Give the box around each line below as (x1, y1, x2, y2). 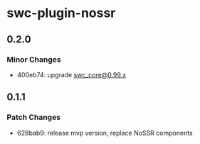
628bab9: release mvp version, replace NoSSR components (16, 128, 193, 137)
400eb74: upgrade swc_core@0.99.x (16, 70, 126, 79)
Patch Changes (6, 112, 61, 122)
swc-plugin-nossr (6, 5, 116, 21)
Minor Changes (6, 55, 61, 65)
